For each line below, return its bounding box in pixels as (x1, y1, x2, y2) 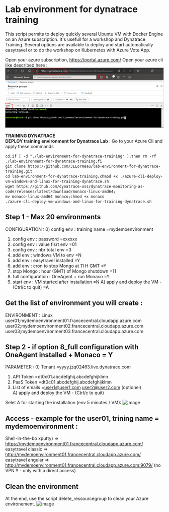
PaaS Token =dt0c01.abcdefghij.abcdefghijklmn (12, 379, 112, 385)
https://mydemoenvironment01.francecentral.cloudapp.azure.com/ (5, 441, 143, 447)
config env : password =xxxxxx (12, 236, 77, 242)
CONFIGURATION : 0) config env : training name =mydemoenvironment (5, 226, 153, 232)
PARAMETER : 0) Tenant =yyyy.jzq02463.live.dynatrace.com (5, 364, 131, 370)
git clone (5, 164, 26, 169)
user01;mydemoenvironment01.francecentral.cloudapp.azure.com (5, 317, 142, 324)
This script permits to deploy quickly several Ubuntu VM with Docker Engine (5, 31, 163, 37)
